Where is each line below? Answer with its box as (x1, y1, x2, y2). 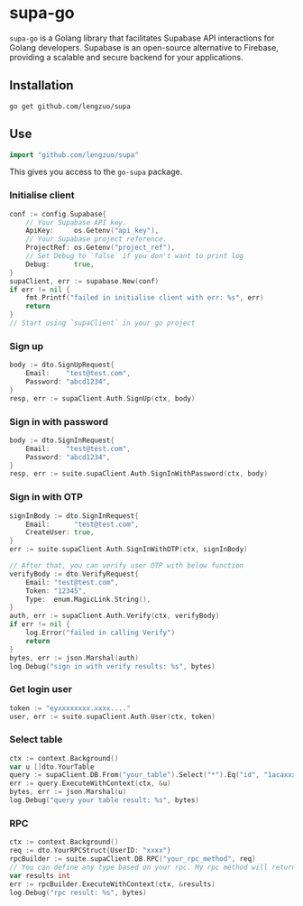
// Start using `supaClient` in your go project (9, 319, 196, 328)
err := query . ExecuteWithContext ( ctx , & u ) (9, 779, 171, 788)
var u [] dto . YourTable (9, 762, 95, 772)
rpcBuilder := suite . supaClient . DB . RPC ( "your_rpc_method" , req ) (9, 855, 256, 864)
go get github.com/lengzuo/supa (9, 102, 131, 111)
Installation (9, 78, 74, 93)
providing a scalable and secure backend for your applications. (9, 51, 243, 62)
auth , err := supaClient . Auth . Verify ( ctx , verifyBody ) (9, 612, 220, 621)
